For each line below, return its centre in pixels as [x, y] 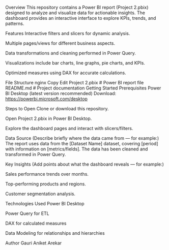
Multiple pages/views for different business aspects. [60, 43]
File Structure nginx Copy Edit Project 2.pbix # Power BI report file [75, 83]
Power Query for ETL [27, 213]
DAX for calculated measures [36, 223]
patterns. [15, 23]
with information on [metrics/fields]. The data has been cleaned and [77, 149]
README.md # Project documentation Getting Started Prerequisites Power [83, 88]
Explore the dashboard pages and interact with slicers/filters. [69, 128]
